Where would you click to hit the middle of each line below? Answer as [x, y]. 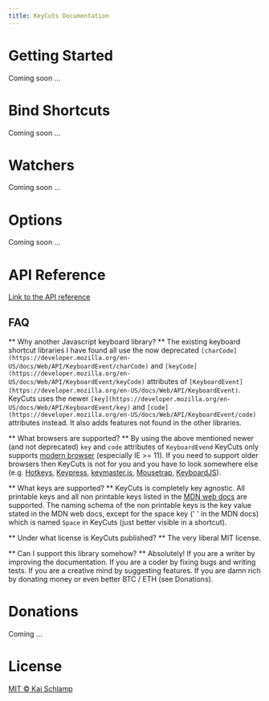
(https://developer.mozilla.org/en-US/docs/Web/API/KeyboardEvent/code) [132, 415]
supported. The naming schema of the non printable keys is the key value [130, 505]
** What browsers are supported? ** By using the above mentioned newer [131, 439]
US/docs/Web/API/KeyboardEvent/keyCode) [77, 382]
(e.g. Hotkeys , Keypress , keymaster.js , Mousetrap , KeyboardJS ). [115, 472]
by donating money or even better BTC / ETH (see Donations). [111, 579]
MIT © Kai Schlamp [41, 689]
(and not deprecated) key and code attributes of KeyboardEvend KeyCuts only [134, 447]
